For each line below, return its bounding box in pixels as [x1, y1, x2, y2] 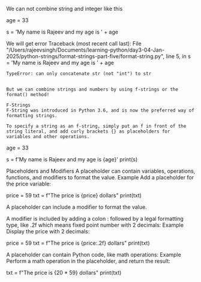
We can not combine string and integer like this [6, 5, 123, 12]
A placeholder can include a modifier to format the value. [6, 203, 147, 211]
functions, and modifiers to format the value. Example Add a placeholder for [6, 174, 194, 181]
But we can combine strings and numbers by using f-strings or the [6, 86, 179, 92]
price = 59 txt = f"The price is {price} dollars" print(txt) [6, 192, 142, 199]
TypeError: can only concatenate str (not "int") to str [6, 71, 152, 77]
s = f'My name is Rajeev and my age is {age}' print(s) [6, 156, 138, 163]
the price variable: [6, 180, 51, 187]
